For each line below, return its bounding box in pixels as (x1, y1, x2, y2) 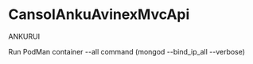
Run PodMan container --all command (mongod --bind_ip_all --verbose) (8, 47, 245, 56)
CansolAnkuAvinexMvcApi (8, 6, 190, 24)
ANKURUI (8, 32, 41, 41)
